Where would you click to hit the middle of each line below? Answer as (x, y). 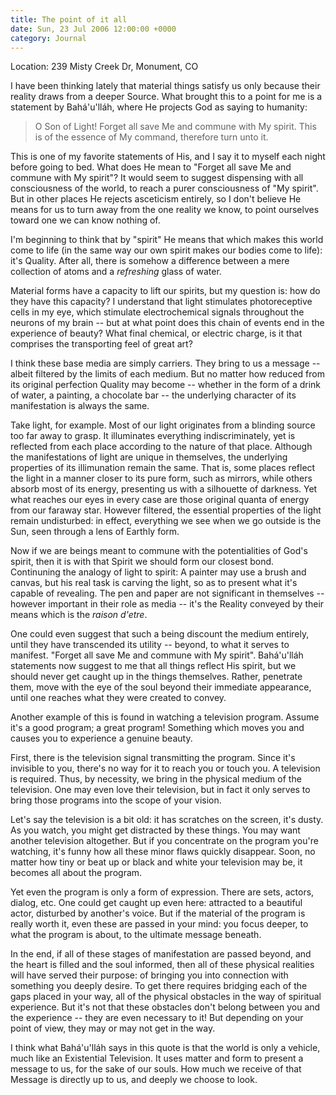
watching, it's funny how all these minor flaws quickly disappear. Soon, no (163, 852)
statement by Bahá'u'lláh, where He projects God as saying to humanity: (159, 107)
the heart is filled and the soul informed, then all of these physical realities (162, 965)
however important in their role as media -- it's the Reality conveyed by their (167, 604)
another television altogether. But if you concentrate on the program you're (164, 841)
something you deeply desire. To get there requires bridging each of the (159, 986)
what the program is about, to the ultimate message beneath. (136, 935)
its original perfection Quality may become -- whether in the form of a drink (166, 385)
